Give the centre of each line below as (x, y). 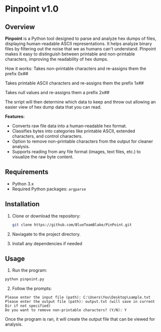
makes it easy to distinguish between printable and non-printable (70, 54)
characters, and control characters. (47, 136)
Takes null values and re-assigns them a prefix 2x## (57, 92)
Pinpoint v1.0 (32, 9)
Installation (22, 204)
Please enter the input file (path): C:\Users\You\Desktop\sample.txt (78, 298)
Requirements (27, 172)
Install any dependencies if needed (47, 243)
